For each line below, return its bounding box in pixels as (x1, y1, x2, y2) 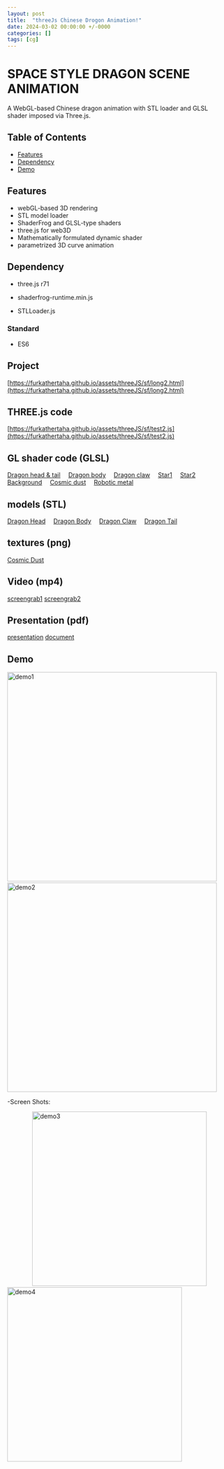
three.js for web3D (17, 226, 71, 234)
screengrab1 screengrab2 (7, 594, 82, 603)
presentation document (7, 633, 75, 642)
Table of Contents (7, 132, 87, 144)
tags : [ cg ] (7, 36, 39, 43)
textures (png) (7, 537, 71, 549)
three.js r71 (17, 280, 50, 288)
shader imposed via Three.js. (7, 112, 91, 120)
